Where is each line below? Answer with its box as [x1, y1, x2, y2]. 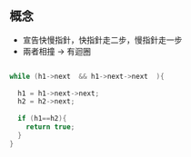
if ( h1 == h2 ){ [17, 114, 67, 123]
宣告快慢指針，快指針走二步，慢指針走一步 [22, 34, 183, 45]
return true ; [25, 123, 75, 132]
